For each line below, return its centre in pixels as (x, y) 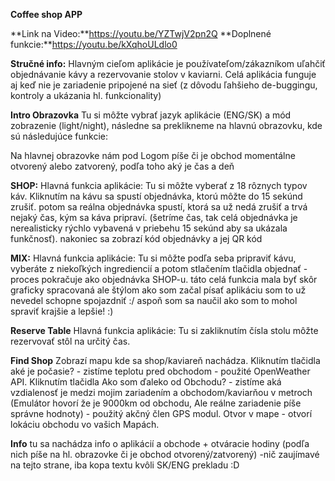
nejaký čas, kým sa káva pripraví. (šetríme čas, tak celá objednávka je (154, 217)
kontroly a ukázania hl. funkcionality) (86, 95)
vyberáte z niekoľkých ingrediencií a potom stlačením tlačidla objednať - (159, 268)
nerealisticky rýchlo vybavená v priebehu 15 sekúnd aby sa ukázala (149, 228)
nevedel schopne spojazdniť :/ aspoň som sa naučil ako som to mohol (154, 300)
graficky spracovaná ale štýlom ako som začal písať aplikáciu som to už (158, 290)
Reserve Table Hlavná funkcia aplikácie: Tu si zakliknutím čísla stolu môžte (164, 330)
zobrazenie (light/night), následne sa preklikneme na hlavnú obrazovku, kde (166, 125)
